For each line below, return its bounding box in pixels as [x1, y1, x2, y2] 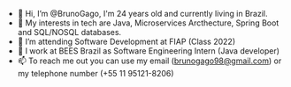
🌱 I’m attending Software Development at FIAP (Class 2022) [17, 36, 236, 47]
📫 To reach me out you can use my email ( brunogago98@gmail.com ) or [17, 55, 282, 66]
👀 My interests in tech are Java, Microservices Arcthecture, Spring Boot [17, 18, 280, 28]
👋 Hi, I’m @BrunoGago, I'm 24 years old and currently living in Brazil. [17, 9, 268, 18]
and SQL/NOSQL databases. [17, 27, 122, 37]
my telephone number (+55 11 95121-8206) [17, 69, 174, 78]
